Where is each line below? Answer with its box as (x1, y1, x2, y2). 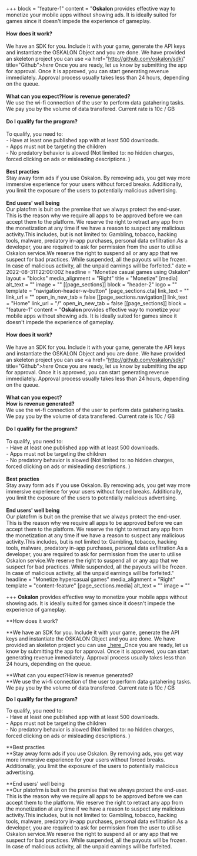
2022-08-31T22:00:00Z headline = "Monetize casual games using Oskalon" (6, 269, 191, 275)
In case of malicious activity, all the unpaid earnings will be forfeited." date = (6, 262, 191, 269)
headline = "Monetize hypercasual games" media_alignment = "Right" (6, 576, 175, 583)
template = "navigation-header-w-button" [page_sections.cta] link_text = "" (6, 287, 189, 294)
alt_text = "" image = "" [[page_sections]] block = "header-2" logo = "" (6, 281, 178, 288)
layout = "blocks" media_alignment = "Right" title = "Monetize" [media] (6, 275, 178, 282)
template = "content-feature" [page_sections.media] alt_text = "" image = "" (6, 582, 190, 589)
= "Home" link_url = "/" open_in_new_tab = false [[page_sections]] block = (6, 300, 187, 306)
